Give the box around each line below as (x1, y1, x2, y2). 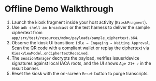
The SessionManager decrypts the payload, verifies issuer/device (11, 55, 140, 61)
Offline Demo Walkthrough (4, 3, 114, 14)
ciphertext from (11, 29, 43, 35)
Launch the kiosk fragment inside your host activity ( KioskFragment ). (11, 19, 148, 25)
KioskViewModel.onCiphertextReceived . (11, 50, 89, 56)
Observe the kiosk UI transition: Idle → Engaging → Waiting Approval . (11, 40, 151, 45)
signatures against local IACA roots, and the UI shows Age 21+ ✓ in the (11, 60, 152, 66)
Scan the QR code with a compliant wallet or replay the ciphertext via (11, 45, 149, 51)
